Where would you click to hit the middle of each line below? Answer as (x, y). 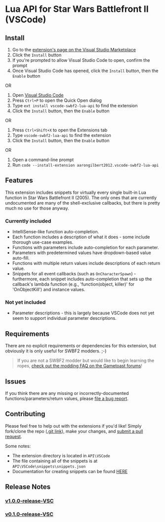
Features (19, 181)
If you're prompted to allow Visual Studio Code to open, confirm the (81, 60)
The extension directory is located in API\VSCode (61, 455)
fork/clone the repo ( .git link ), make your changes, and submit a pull (74, 431)
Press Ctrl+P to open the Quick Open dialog (57, 100)
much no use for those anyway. (37, 208)
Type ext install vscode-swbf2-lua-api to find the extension (75, 106)
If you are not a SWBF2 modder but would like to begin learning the (86, 361)
